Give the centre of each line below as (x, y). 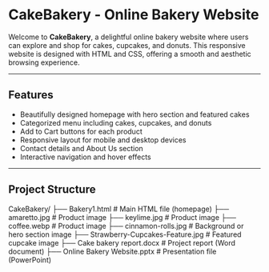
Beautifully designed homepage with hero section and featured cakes (134, 114)
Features (31, 95)
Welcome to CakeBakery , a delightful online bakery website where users (128, 37)
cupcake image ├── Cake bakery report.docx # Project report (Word (122, 242)
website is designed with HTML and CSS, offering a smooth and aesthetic (130, 54)
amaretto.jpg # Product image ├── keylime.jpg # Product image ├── (122, 217)
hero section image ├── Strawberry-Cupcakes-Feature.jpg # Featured (125, 234)
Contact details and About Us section (82, 148)
